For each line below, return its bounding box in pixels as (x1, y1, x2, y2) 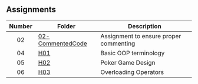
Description (127, 22, 162, 30)
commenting (100, 39, 136, 48)
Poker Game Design (100, 58, 156, 66)
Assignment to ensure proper (100, 32, 181, 40)
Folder (57, 22, 76, 30)
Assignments (6, 5, 57, 15)
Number (9, 22, 32, 30)
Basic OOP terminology (100, 49, 165, 57)
